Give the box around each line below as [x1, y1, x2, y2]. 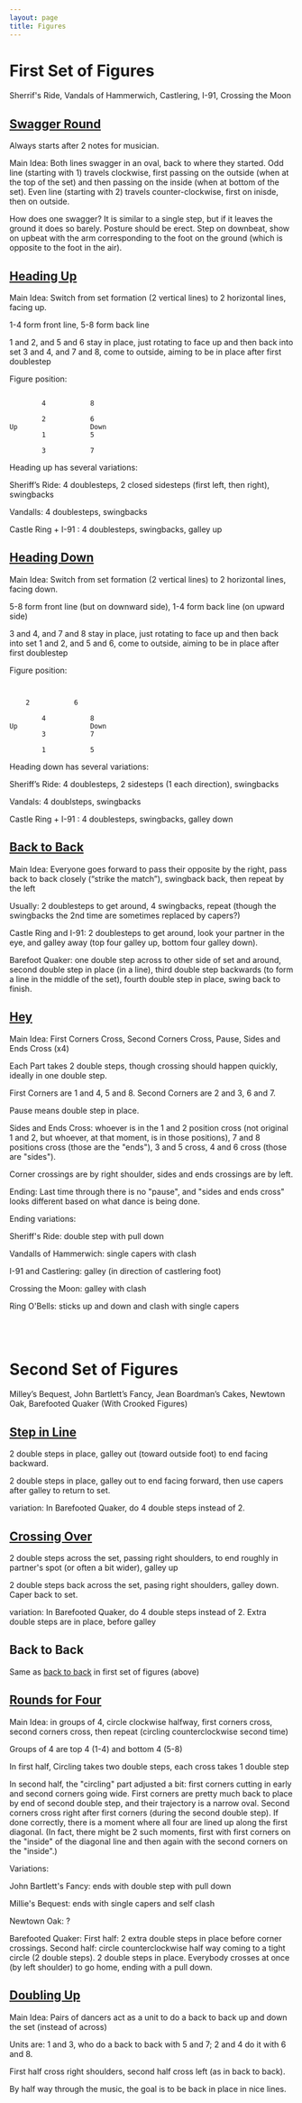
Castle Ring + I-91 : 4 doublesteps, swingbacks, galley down [9, 813, 233, 824]
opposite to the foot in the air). [9, 243, 123, 253]
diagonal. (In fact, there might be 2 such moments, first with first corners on [9, 1826, 291, 1837]
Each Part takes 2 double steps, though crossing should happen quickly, [9, 1061, 278, 1071]
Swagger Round [9, 116, 102, 132]
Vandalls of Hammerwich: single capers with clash [9, 1248, 197, 1259]
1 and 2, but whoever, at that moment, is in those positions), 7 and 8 [9, 1132, 261, 1143]
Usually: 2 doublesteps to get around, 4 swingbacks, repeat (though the [9, 900, 277, 911]
